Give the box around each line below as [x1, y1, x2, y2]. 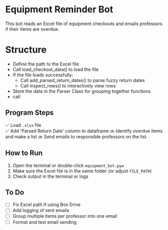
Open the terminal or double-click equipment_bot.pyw [12, 162, 124, 169]
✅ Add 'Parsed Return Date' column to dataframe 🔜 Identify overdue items [5, 128, 163, 134]
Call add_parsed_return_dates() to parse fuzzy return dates [20, 77, 145, 83]
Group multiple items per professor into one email [12, 213, 117, 219]
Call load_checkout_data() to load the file [12, 66, 99, 72]
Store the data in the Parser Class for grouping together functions [12, 88, 151, 94]
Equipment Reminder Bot [5, 4, 113, 15]
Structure [5, 44, 47, 56]
